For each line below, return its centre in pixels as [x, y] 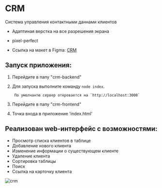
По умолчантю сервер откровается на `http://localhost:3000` [77, 95]
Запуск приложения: [38, 65]
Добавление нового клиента [42, 145]
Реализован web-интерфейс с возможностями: [81, 129]
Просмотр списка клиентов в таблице [51, 141]
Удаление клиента [31, 156]
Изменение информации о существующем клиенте [65, 151]
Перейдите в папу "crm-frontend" [46, 104]
